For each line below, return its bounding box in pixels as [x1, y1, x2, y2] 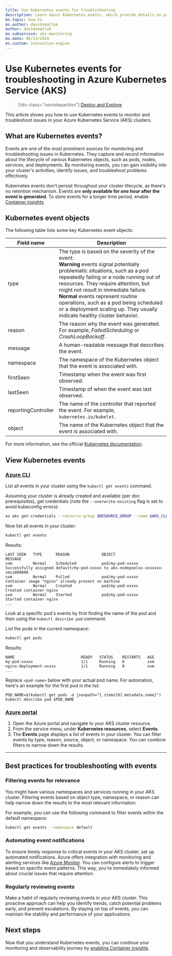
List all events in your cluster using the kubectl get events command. [5, 483, 153, 489]
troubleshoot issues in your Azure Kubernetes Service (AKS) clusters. [5, 117, 152, 123]
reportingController [8, 407, 54, 414]
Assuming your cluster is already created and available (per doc [5, 493, 140, 499]
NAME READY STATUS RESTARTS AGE [5, 654, 155, 660]
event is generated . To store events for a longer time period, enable [5, 193, 149, 200]
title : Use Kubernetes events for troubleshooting [5, 7, 116, 13]
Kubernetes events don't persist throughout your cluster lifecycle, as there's [5, 182, 166, 188]
